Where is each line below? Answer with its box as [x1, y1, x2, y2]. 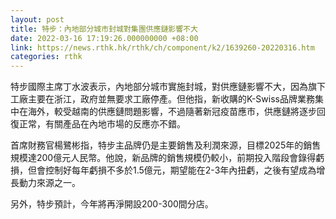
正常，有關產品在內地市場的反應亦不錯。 [18, 118, 186, 130]
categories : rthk [10, 52, 83, 62]
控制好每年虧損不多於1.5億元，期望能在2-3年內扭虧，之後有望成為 [44, 164, 317, 176]
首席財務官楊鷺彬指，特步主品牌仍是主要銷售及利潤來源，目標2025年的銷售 [10, 139, 322, 151]
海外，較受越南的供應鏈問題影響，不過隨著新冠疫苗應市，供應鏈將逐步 [27, 106, 317, 118]
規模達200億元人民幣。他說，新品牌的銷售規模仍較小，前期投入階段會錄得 [10, 152, 317, 164]
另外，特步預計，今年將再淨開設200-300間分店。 [10, 198, 214, 210]
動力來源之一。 [18, 177, 81, 189]
